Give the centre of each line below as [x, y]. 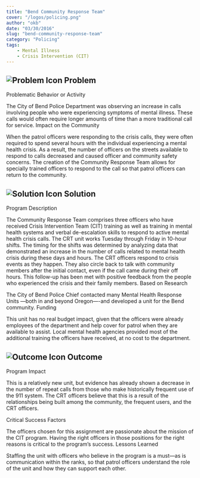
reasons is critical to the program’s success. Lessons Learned [82, 444]
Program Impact [26, 372]
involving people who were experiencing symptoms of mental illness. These [99, 113]
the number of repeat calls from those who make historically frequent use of [100, 390]
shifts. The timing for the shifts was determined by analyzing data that [92, 245]
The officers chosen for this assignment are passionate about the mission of [100, 431]
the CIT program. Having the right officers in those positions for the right [96, 438]
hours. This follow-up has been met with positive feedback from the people [99, 277]
